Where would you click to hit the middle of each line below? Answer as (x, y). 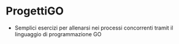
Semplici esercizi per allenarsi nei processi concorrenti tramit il (94, 28)
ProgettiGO (35, 11)
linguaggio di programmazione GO (58, 34)
